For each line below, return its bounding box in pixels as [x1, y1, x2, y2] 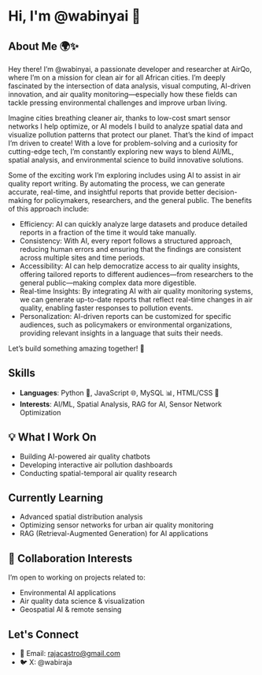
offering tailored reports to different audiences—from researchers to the [19, 270, 253, 279]
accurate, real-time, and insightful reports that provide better [8, 187, 205, 197]
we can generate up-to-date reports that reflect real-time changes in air [19, 295, 253, 304]
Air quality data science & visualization [19, 596, 146, 606]
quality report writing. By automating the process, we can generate [8, 179, 226, 188]
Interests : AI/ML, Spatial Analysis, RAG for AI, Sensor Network [19, 399, 223, 409]
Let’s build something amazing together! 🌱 [8, 343, 145, 353]
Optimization [19, 407, 61, 417]
